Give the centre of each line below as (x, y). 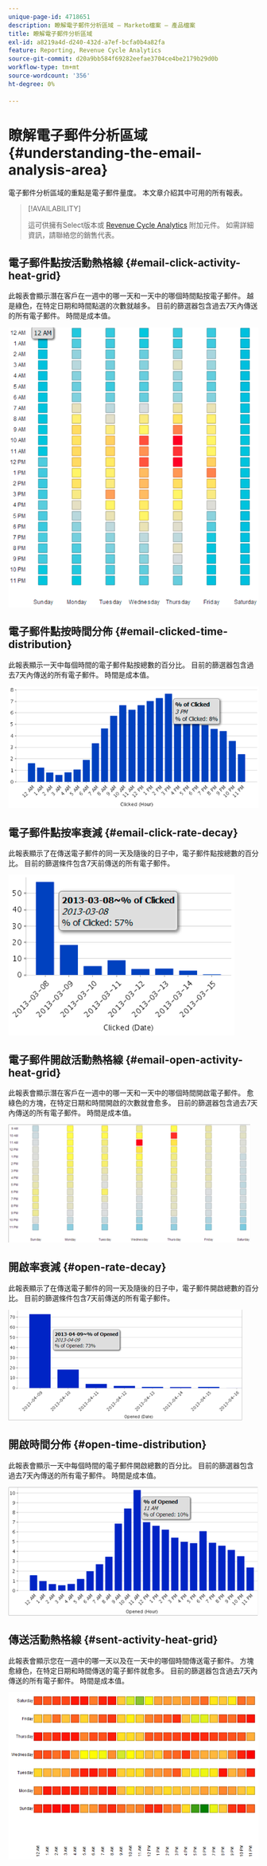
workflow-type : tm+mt (44, 68)
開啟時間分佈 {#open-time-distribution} (108, 1445)
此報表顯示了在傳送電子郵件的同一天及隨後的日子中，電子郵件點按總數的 (126, 854)
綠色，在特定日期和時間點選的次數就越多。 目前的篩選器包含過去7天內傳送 (136, 306)
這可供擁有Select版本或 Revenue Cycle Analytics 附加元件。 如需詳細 (141, 225)
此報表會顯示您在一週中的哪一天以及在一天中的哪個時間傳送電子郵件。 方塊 (131, 1660)
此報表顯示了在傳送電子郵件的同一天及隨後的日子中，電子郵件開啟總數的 (126, 1288)
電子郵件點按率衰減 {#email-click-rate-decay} (123, 833)
